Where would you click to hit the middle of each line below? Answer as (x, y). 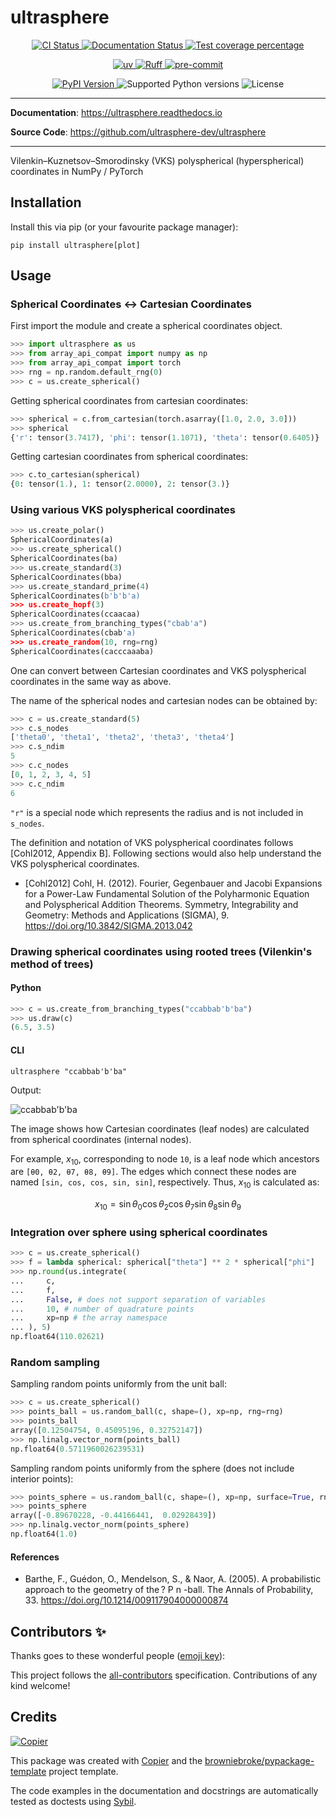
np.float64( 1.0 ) (44, 1534)
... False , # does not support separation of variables (138, 1299)
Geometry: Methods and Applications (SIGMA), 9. (127, 915)
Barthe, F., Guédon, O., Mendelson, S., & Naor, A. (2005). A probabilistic (173, 1579)
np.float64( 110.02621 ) (57, 1337)
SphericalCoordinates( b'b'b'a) (75, 596)
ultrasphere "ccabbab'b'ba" (69, 1071)
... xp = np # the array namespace (89, 1318)
